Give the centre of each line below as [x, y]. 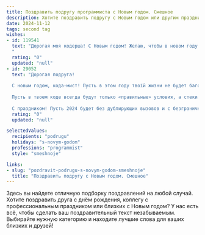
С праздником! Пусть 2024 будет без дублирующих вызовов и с [91, 108]
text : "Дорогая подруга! [43, 74]
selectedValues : [27, 131]
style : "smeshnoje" [37, 153]
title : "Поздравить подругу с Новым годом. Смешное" [80, 176]
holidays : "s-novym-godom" [46, 142]
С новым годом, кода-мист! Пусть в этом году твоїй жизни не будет [99, 86]
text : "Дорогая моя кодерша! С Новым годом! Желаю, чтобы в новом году [105, 46]
